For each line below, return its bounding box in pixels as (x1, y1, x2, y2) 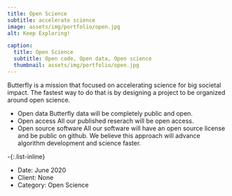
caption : (7, 43, 33, 50)
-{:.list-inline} (7, 152, 46, 160)
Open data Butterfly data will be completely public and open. (17, 109, 193, 117)
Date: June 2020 (17, 165, 67, 174)
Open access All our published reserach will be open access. (17, 116, 194, 125)
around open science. (7, 96, 71, 104)
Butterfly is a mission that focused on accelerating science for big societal (7, 81, 221, 89)
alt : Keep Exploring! (7, 29, 71, 37)
